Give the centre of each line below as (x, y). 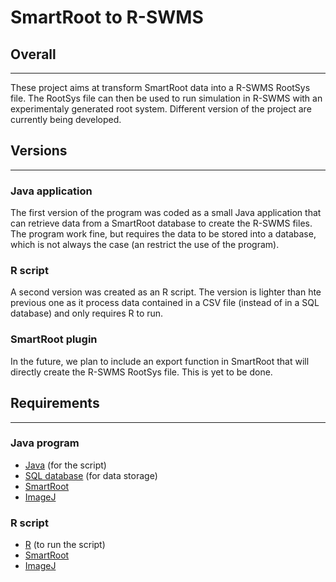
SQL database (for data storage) (91, 475)
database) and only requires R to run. (87, 313)
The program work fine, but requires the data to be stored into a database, (163, 234)
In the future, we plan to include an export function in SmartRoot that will (160, 361)
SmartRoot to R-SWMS (107, 17)
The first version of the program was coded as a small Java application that (166, 213)
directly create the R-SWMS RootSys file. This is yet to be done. (141, 372)
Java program (45, 443)
